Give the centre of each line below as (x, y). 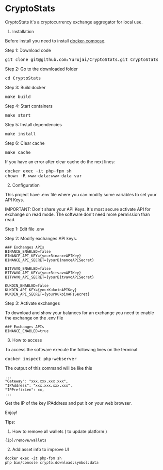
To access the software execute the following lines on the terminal (71, 349)
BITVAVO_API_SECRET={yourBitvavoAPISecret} (50, 277)
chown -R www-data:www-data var (43, 176)
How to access (27, 340)
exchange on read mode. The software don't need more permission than (78, 214)
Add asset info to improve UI (41, 449)
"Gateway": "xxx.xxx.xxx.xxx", (37, 381)
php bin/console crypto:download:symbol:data (52, 462)
